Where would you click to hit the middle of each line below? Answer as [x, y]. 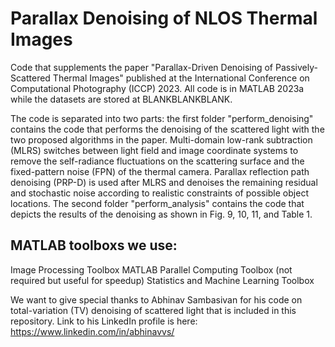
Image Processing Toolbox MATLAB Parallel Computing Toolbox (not [151, 269]
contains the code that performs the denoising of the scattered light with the [167, 129]
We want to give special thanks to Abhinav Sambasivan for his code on [156, 299]
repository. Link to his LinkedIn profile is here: [104, 321]
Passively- [296, 67]
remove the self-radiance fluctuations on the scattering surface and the [157, 161]
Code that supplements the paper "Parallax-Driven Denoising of [142, 67]
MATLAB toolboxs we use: [94, 245]
